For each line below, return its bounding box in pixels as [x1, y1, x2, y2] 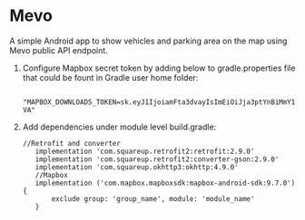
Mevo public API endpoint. [9, 44, 109, 55]
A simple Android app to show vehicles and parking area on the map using [9, 35, 288, 46]
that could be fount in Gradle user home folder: [22, 72, 199, 82]
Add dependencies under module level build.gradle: [22, 121, 217, 132]
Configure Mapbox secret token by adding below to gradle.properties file [22, 62, 296, 73]
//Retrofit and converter [22, 139, 121, 148]
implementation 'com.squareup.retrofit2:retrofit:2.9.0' [34, 147, 255, 156]
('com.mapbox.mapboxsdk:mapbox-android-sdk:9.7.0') [95, 178, 296, 187]
